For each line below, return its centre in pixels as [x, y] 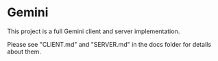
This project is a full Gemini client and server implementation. [94, 31]
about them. [24, 52]
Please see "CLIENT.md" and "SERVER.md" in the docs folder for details [109, 44]
